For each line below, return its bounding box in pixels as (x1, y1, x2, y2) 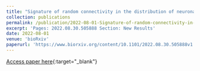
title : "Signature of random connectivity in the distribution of (6, 8, 174, 15)
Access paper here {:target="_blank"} (6, 57, 98, 65)
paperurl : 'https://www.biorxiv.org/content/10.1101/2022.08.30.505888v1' (6, 42, 196, 48)
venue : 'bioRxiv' (6, 36, 49, 42)
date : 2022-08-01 (6, 31, 49, 37)
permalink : (6, 20, 33, 25)
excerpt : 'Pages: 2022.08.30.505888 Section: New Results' (6, 25, 156, 31)
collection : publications (6, 14, 70, 20)
